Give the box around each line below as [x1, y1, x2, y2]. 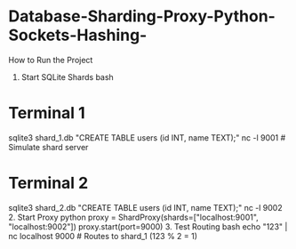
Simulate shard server [8, 141, 89, 152]
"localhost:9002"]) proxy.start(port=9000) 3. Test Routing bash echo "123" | [8, 221, 288, 232]
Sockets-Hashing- [8, 25, 148, 45]
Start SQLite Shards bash [20, 71, 115, 82]
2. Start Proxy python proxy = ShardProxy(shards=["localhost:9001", [8, 212, 259, 222]
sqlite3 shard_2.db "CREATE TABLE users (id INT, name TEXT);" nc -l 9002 [8, 202, 283, 213]
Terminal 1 [8, 103, 85, 124]
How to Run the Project [8, 54, 93, 65]
